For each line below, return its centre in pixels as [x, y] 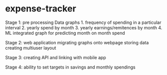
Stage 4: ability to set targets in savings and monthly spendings [70, 67]
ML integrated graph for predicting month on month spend [65, 33]
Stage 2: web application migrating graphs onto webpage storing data [77, 42]
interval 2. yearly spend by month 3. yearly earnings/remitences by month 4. [84, 27]
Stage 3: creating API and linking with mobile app [56, 57]
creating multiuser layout [31, 48]
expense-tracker [41, 9]
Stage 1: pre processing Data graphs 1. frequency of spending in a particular [83, 22]
